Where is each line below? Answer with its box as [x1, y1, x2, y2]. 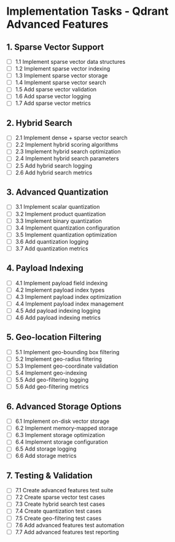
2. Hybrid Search [6, 118, 72, 128]
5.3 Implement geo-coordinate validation [15, 362, 119, 370]
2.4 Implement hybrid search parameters [15, 155, 119, 162]
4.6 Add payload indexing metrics [15, 314, 101, 321]
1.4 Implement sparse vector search [15, 79, 106, 87]
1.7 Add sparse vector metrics [15, 99, 91, 107]
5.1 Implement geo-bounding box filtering [15, 348, 120, 355]
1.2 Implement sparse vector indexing [15, 65, 111, 72]
